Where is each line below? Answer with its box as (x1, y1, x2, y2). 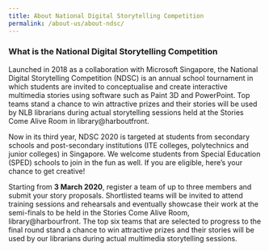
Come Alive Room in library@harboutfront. (8, 116, 149, 125)
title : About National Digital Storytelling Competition (8, 11, 204, 20)
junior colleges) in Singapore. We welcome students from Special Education (8, 149, 261, 159)
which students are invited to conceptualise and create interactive (8, 82, 228, 91)
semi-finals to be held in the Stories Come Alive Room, (8, 207, 190, 217)
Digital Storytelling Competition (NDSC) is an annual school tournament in (8, 73, 254, 83)
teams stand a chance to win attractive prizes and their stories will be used (8, 99, 258, 108)
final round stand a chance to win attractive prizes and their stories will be (8, 224, 254, 235)
